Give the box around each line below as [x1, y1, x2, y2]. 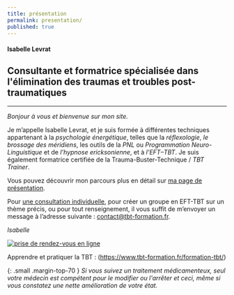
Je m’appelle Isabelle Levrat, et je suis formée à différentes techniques [7, 125, 210, 134]
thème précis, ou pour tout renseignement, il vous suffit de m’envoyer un [7, 204, 216, 213]
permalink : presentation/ [7, 17, 82, 24]
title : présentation [7, 10, 68, 17]
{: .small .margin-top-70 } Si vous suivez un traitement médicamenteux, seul [7, 266, 226, 275]
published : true [7, 23, 54, 30]
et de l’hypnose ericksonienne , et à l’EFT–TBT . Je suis [44, 147, 200, 156]
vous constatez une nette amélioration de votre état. [7, 281, 158, 289]
